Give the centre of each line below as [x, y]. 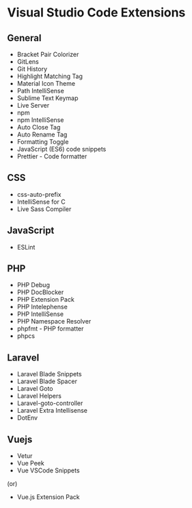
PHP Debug [33, 285]
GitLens [28, 62]
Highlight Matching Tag [50, 76]
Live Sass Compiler [44, 209]
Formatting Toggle [43, 142]
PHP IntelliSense [40, 314]
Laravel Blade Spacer [47, 381]
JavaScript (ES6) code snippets [61, 149]
